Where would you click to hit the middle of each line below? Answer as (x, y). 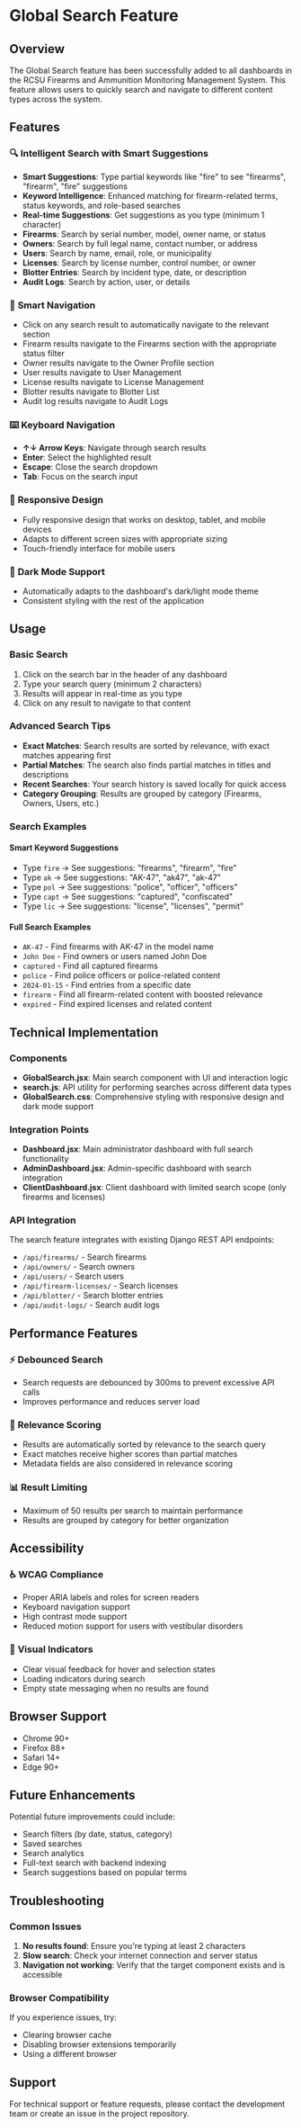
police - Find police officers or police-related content (121, 975)
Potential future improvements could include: (93, 1817)
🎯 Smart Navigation (53, 305)
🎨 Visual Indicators (51, 1649)
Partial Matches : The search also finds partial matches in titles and (146, 765)
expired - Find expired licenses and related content (117, 1004)
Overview (37, 49)
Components (38, 1058)
